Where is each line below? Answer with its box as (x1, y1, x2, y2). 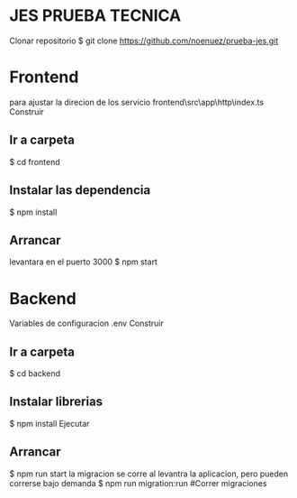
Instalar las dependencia (9, 182, 151, 198)
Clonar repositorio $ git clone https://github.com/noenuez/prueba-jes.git (9, 35, 279, 46)
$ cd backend (9, 368, 61, 379)
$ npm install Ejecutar (9, 418, 90, 429)
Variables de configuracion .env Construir (9, 318, 164, 329)
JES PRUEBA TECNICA (9, 5, 182, 26)
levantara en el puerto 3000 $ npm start (9, 256, 157, 267)
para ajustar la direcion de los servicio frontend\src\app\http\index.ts (9, 97, 264, 107)
